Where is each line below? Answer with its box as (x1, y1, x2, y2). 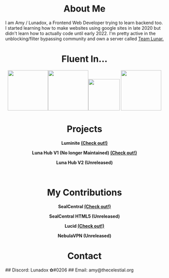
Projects (66, 124, 103, 135)
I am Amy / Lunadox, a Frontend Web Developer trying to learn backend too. (5, 20, 163, 26)
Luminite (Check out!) (61, 140, 108, 146)
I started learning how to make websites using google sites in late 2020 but (5, 25, 161, 31)
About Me (63, 3, 106, 15)
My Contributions (47, 187, 122, 198)
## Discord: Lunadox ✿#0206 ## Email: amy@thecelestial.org (5, 267, 134, 273)
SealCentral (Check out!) (58, 203, 111, 209)
